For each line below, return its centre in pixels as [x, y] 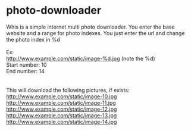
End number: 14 [25, 71]
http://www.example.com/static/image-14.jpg [62, 121]
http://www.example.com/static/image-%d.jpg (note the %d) [81, 58]
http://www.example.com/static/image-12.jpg [62, 109]
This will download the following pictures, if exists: [68, 90]
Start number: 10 [26, 65]
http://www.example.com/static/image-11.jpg [61, 102]
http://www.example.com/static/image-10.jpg [62, 96]
